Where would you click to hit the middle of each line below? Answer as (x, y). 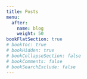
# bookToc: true (26, 45)
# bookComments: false (34, 61)
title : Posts (22, 12)
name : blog (30, 28)
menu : (13, 17)
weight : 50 (30, 34)
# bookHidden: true (30, 50)
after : (20, 23)
